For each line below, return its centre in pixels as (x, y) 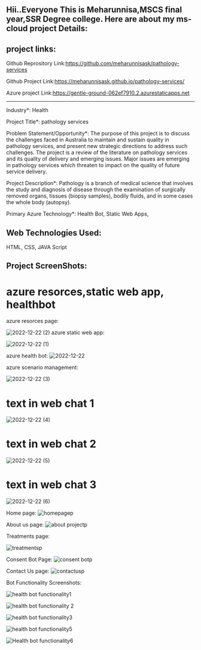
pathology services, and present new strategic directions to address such (97, 146)
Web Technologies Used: (54, 233)
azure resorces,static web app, (85, 291)
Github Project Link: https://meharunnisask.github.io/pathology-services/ (95, 81)
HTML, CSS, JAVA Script (36, 247)
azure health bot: (27, 356)
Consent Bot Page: (29, 560)
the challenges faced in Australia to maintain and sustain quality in (88, 140)
